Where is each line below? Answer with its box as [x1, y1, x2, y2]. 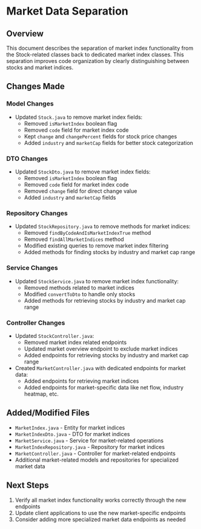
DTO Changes [6, 154, 48, 163]
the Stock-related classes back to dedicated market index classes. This [6, 51, 185, 58]
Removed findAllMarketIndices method [24, 235, 124, 243]
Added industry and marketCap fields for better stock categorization [24, 139, 194, 146]
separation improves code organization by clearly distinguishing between [6, 58, 189, 64]
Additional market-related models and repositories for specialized [15, 456, 179, 463]
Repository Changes [6, 209, 68, 217]
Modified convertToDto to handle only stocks [24, 290, 136, 298]
